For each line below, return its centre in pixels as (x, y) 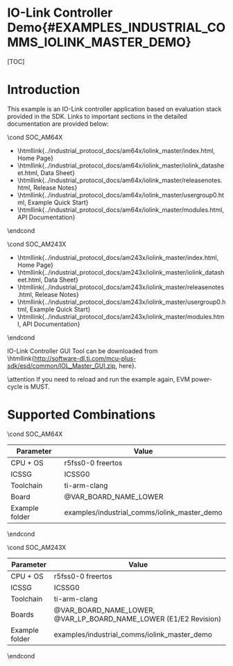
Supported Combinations (81, 415)
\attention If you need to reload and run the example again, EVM (99, 379)
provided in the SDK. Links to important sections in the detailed (97, 116)
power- (202, 379)
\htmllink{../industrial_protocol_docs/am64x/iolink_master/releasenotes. (120, 180)
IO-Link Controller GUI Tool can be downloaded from (83, 351)
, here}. (126, 366)
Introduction (44, 90)
